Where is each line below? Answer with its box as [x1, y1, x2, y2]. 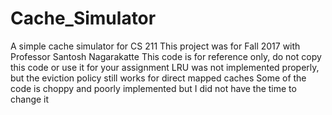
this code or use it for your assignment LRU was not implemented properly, [10, 61, 320, 73]
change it [10, 93, 50, 105]
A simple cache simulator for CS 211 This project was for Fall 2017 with [10, 40, 301, 52]
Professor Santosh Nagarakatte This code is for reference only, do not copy [10, 50, 322, 62]
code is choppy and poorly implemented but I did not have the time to [10, 82, 297, 94]
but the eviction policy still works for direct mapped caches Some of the [10, 72, 307, 84]
